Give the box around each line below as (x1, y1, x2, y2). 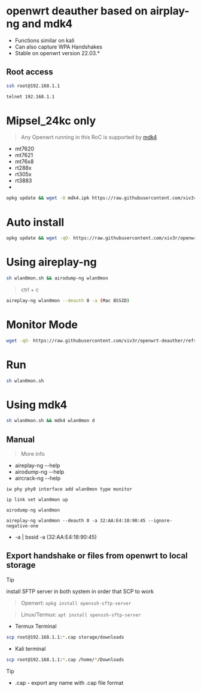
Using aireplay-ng (6, 255, 97, 269)
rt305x (14, 171, 32, 178)
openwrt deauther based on (6, 4, 148, 18)
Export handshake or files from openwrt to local (6, 550, 188, 561)
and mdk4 (22, 17, 73, 31)
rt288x (14, 164, 32, 172)
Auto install (6, 215, 65, 229)
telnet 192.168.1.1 (6, 94, 55, 100)
